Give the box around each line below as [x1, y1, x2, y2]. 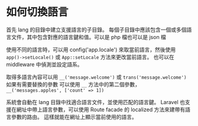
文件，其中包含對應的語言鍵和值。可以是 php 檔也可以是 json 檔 [11, 33, 167, 40]
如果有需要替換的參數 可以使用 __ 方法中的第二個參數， [6, 80, 141, 88]
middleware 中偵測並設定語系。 [6, 60, 83, 68]
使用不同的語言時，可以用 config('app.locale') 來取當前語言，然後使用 [6, 46, 176, 53]
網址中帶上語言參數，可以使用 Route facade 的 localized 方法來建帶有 [16, 106, 186, 113]
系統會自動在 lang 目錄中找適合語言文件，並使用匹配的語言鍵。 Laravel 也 [6, 98, 185, 105]
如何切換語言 [6, 5, 69, 19]
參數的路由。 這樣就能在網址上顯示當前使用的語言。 [11, 113, 137, 120]
